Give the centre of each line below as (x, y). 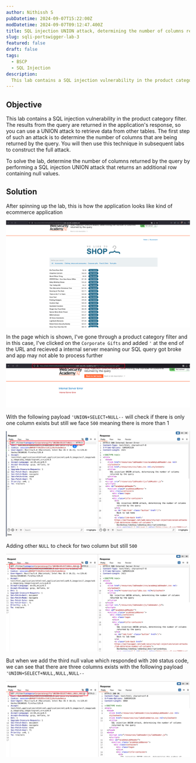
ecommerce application (34, 212)
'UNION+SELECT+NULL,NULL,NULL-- (45, 674)
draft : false (22, 50)
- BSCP (19, 61)
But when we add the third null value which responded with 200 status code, (97, 661)
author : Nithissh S (30, 12)
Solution (22, 192)
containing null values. (33, 174)
